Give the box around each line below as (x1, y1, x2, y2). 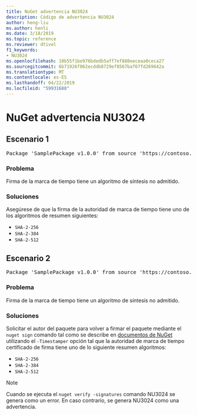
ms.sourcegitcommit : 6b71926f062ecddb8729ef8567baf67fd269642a (6, 63, 165, 70)
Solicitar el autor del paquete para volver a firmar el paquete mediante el (6, 325, 182, 332)
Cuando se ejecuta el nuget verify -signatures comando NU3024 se (6, 390, 175, 397)
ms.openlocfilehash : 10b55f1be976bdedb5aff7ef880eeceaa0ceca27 (6, 58, 165, 64)
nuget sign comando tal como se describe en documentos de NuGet (6, 331, 173, 338)
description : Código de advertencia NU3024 (6, 14, 115, 20)
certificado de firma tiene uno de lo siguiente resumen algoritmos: (6, 344, 166, 351)
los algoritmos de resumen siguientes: (6, 212, 99, 219)
